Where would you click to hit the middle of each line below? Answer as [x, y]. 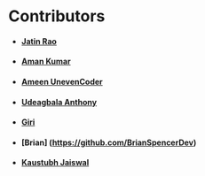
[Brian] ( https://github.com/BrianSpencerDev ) [109, 142]
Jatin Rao [39, 41]
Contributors [57, 16]
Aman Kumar [46, 61]
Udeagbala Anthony [59, 102]
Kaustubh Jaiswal [55, 163]
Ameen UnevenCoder [62, 81]
